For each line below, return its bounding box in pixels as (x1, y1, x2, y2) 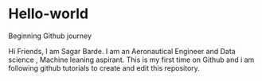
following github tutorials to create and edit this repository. (8, 63, 201, 72)
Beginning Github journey (8, 31, 92, 40)
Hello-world (8, 5, 89, 23)
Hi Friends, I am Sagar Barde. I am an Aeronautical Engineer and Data (8, 46, 237, 56)
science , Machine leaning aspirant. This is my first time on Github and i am (8, 55, 255, 64)
